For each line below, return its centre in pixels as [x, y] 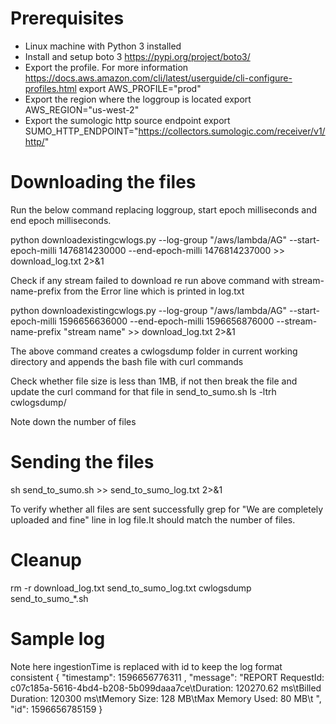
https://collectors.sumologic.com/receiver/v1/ [232, 131]
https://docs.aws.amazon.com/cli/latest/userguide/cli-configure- [158, 78]
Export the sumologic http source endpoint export [127, 120]
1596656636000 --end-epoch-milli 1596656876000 [166, 321]
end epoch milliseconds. [61, 220]
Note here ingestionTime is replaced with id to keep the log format [146, 666]
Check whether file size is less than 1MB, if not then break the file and [154, 381]
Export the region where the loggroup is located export [138, 99]
